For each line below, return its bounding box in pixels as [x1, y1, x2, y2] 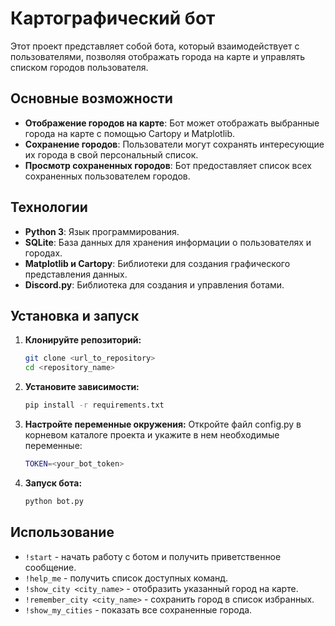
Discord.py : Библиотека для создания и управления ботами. [24, 278, 285, 291]
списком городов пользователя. [10, 61, 149, 73]
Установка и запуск [10, 307, 140, 324]
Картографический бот [10, 7, 216, 30]
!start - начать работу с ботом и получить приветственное [24, 550, 282, 562]
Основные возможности [10, 90, 173, 107]
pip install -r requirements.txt [24, 400, 165, 411]
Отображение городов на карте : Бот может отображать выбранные [24, 117, 320, 129]
